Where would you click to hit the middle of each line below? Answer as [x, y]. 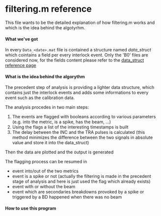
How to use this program [31, 208]
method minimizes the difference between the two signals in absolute [82, 137]
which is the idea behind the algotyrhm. [45, 27]
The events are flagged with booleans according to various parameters [84, 117]
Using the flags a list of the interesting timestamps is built [70, 127]
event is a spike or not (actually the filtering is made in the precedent [81, 176]
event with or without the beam [44, 187]
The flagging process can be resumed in [46, 162]
